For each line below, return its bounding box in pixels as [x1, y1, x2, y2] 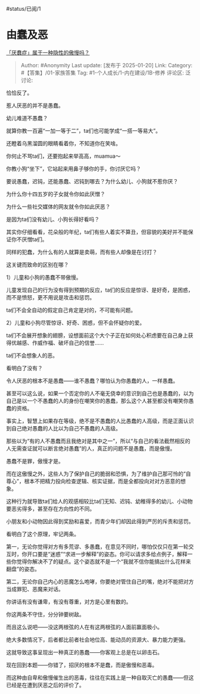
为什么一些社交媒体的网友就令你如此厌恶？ [6, 203, 111, 210]
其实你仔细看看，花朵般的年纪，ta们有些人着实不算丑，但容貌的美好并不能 [6, 228, 189, 235]
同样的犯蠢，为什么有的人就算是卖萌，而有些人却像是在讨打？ [6, 248, 158, 255]
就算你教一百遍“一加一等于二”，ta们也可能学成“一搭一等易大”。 [6, 127, 161, 134]
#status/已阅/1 [6, 5, 41, 12]
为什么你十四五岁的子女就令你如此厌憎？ [6, 190, 105, 198]
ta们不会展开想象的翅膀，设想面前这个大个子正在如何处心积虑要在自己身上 [6, 332, 189, 339]
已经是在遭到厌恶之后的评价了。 [6, 681, 85, 689]
